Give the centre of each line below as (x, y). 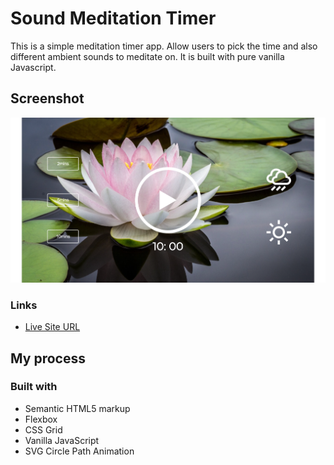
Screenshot (47, 98)
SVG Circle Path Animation (79, 451)
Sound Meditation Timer (113, 18)
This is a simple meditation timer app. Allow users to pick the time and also (164, 46)
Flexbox (41, 419)
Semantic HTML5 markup (77, 408)
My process (48, 358)
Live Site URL (52, 327)
